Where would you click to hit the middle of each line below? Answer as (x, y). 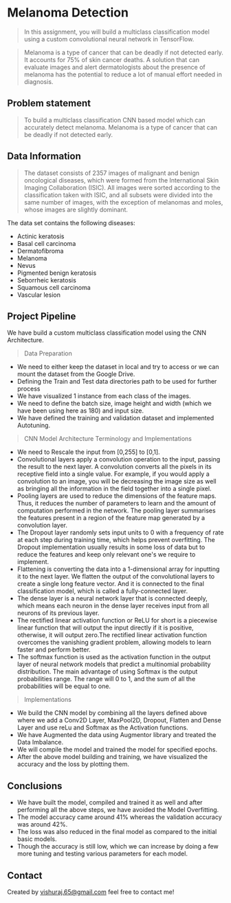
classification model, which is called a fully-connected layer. (102, 591)
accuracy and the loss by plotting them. (73, 764)
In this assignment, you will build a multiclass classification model (117, 32)
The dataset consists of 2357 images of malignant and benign (112, 173)
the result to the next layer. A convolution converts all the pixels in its (114, 467)
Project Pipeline (42, 316)
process (29, 389)
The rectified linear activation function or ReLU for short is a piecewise (117, 621)
